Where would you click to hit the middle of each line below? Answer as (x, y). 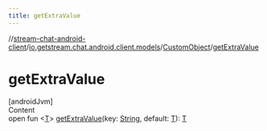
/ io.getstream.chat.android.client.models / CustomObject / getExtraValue (143, 47)
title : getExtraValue (45, 16)
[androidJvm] (31, 101)
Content (22, 109)
